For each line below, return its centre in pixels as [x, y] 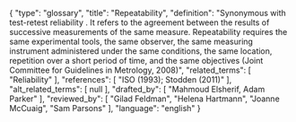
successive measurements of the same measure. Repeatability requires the [148, 32]
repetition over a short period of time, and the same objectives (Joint [136, 61]
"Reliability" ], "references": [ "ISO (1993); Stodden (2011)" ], [121, 79]
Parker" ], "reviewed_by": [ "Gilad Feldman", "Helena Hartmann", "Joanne [144, 99]
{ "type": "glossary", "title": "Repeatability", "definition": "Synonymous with [148, 13]
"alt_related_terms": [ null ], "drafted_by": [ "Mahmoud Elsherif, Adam [137, 89]
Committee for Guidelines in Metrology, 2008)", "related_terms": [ [130, 70]
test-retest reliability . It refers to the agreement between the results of [139, 22]
